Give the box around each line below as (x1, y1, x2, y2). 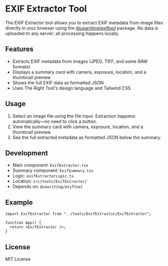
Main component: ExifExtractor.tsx (12, 162, 89, 168)
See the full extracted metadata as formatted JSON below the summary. (12, 134, 161, 140)
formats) (12, 63, 31, 69)
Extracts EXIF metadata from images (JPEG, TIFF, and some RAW (12, 58, 148, 64)
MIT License (5, 256, 31, 262)
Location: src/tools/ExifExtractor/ (12, 178, 87, 184)
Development (5, 149, 49, 157)
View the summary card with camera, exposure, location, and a (12, 124, 143, 130)
